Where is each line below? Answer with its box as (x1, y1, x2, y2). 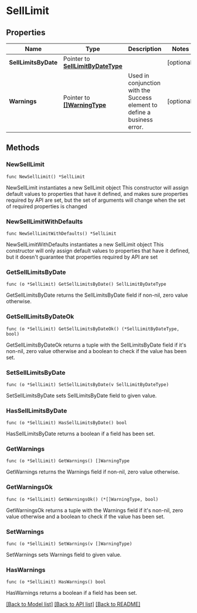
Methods (6, 143, 40, 153)
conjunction (128, 79, 161, 87)
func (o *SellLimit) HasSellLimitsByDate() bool (6, 420, 127, 426)
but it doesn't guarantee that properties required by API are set (6, 253, 158, 260)
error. (128, 123, 144, 131)
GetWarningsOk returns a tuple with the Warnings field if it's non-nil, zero (6, 506, 184, 514)
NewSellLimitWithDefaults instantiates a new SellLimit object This (6, 241, 164, 248)
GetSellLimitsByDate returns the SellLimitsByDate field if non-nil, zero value (6, 292, 189, 299)
